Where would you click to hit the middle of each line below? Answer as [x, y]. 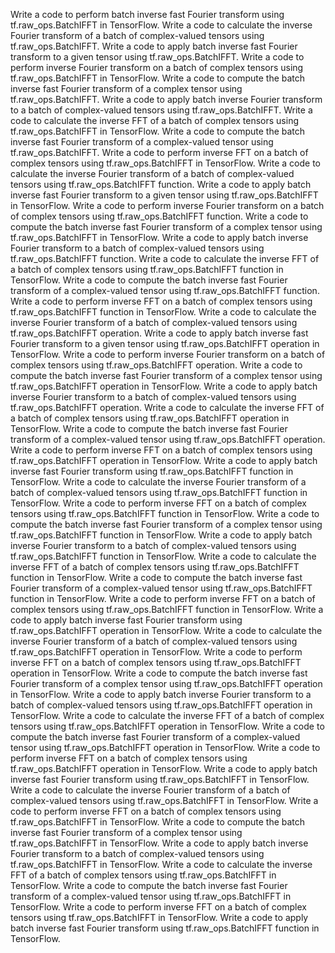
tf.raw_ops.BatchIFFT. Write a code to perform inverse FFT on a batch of [159, 152]
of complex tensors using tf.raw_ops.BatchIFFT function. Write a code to [159, 216]
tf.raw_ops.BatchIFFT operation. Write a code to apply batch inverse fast [159, 333]
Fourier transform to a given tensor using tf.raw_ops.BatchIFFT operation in [165, 343]
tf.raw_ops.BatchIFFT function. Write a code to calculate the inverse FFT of [165, 258]
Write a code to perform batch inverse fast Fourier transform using [147, 14]
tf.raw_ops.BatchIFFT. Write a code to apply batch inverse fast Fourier [154, 46]
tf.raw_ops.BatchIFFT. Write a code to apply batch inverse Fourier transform [166, 99]
